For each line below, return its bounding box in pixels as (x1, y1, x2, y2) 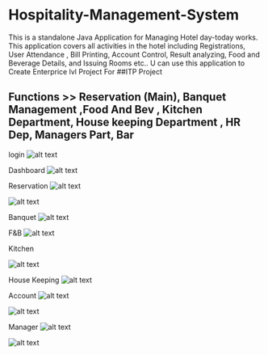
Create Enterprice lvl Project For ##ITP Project (8, 66, 163, 76)
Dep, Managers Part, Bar (8, 128, 135, 142)
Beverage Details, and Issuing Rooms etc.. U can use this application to (8, 58, 245, 68)
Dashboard (8, 165, 46, 175)
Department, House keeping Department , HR (8, 116, 241, 129)
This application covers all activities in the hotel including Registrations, (8, 40, 246, 50)
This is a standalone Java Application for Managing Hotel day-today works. (8, 32, 258, 42)
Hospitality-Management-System (8, 6, 240, 24)
